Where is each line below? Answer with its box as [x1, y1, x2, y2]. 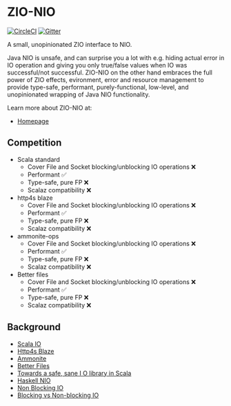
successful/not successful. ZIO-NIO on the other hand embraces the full [7, 68, 212, 77]
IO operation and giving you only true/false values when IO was [7, 61, 188, 69]
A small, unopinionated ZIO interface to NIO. [7, 40, 132, 48]
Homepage [17, 116, 50, 125]
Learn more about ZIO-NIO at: [7, 103, 92, 112]
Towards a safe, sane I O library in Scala [17, 369, 132, 377]
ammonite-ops [17, 232, 59, 240]
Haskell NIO [17, 376, 51, 385]
